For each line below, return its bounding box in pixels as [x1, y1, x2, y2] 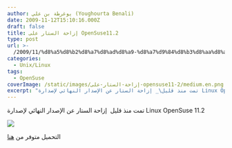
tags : [7, 68, 23, 75]
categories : [7, 55, 41, 62]
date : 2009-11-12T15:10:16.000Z [7, 17, 100, 24]
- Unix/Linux [13, 62, 51, 68]
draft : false [7, 23, 45, 30]
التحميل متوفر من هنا [7, 133, 61, 141]
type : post [7, 36, 39, 43]
